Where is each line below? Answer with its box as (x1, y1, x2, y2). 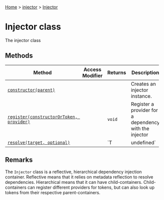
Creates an (131, 80, 156, 87)
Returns (107, 69, 126, 76)
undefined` (131, 139, 156, 146)
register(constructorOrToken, (7, 114, 78, 119)
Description (131, 69, 160, 76)
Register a (131, 100, 154, 107)
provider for (131, 107, 158, 113)
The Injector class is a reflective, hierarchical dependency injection (5, 169, 142, 175)
